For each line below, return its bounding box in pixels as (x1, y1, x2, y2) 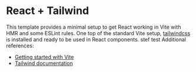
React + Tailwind (6, 4, 89, 18)
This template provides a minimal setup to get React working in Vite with (6, 23, 181, 30)
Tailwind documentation (14, 60, 74, 67)
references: (6, 42, 34, 49)
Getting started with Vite (14, 53, 74, 60)
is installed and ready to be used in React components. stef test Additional (6, 36, 187, 43)
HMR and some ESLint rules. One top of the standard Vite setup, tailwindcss (6, 29, 191, 36)
